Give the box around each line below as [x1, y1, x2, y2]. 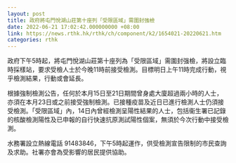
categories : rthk [7, 37, 58, 44]
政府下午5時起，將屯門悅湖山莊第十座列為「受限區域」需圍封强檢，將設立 [7, 57, 221, 65]
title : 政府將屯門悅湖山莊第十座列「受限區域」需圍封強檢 [7, 17, 155, 24]
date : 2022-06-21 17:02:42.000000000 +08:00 [7, 23, 140, 30]
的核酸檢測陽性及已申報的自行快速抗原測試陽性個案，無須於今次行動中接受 [7, 115, 223, 124]
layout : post [7, 10, 46, 18]
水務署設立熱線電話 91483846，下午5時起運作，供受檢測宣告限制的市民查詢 [7, 139, 227, 148]
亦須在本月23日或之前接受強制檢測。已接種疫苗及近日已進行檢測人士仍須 [7, 98, 218, 106]
